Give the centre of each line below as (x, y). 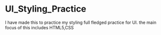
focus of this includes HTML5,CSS (40, 27)
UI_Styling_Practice (46, 9)
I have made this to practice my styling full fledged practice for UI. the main (81, 22)
